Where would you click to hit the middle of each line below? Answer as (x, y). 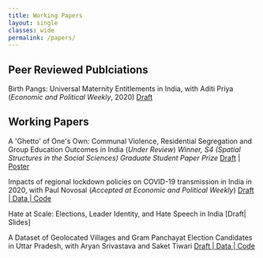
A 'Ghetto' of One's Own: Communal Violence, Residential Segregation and (130, 141)
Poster (19, 166)
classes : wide (32, 30)
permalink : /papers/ (42, 38)
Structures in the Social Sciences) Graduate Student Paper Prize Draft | (124, 157)
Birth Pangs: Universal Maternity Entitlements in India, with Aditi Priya (121, 89)
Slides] (19, 222)
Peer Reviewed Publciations (78, 69)
